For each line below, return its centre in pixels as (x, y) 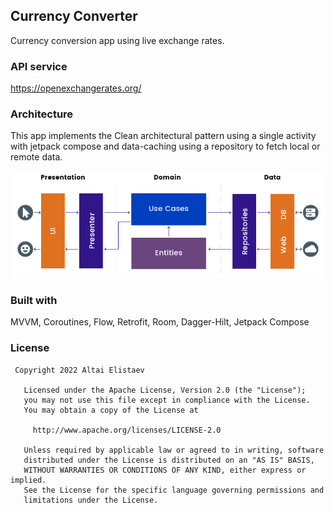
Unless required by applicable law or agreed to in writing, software (174, 450)
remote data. (36, 157)
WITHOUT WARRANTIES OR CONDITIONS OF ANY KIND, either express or (165, 470)
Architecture (42, 114)
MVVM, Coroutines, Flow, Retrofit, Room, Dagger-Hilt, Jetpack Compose (160, 322)
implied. (28, 480)
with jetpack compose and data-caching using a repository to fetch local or (165, 146)
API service (39, 66)
